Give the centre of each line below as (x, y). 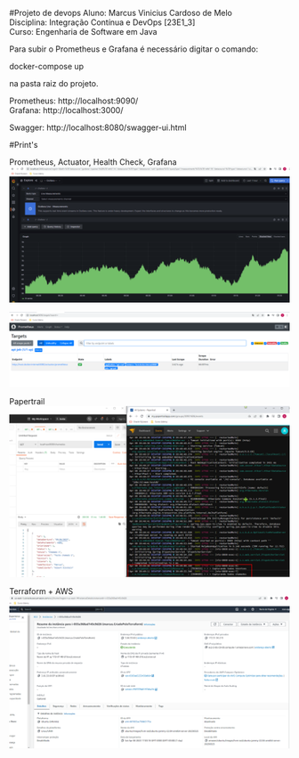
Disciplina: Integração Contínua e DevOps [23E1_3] (102, 22)
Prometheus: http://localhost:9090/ (74, 101)
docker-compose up (47, 66)
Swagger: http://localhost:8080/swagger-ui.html (98, 127)
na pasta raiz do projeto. (54, 83)
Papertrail (27, 401)
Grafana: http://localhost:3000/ (66, 110)
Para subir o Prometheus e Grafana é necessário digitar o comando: (134, 49)
